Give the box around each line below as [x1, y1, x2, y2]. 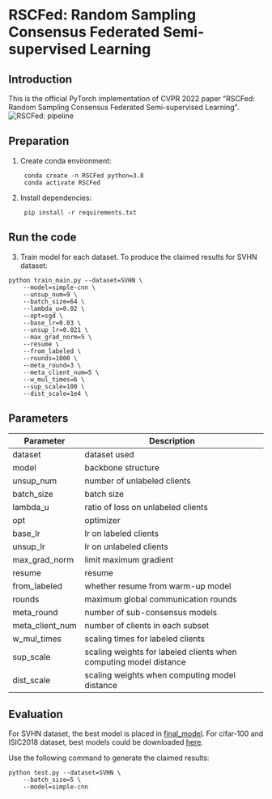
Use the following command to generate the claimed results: [8, 753, 210, 763]
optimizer [84, 515, 121, 526]
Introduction [8, 72, 73, 86]
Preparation [8, 134, 70, 148]
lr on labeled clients [84, 528, 159, 539]
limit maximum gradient [84, 555, 174, 566]
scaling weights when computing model [84, 669, 236, 681]
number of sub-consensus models [84, 607, 217, 618]
